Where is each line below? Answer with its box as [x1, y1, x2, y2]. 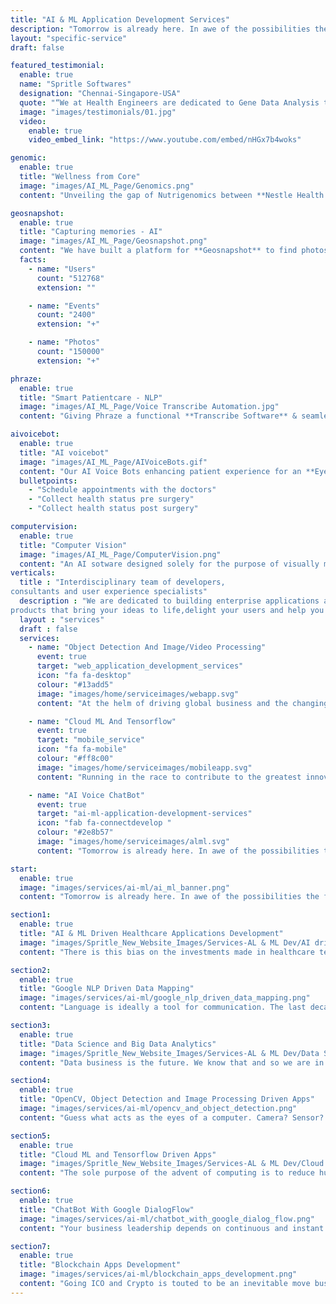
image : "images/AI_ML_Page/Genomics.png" [19, 181, 195, 191]
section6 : [10, 1186, 52, 1196]
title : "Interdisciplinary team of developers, [19, 577, 226, 588]
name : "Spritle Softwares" [19, 79, 132, 90]
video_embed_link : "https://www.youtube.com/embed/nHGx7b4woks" [28, 135, 302, 145]
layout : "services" [19, 614, 105, 625]
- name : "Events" [28, 301, 101, 311]
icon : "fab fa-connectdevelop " [36, 818, 172, 828]
